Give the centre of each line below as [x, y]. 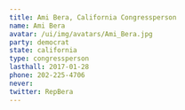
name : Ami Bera [37, 26]
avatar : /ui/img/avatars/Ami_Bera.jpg [81, 34]
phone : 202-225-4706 [48, 75]
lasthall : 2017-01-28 [49, 67]
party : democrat [39, 42]
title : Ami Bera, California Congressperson [93, 17]
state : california [43, 51]
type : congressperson [49, 59]
